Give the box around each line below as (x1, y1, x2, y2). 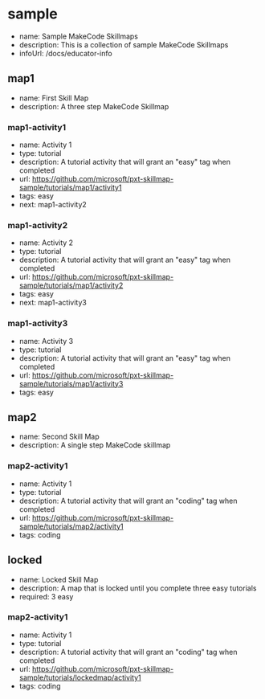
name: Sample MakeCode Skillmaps (18, 31, 138, 41)
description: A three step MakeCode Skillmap (18, 101, 169, 111)
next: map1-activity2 (18, 200, 88, 210)
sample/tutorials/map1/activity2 (18, 280, 124, 290)
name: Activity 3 (18, 336, 74, 345)
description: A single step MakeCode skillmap (18, 440, 171, 450)
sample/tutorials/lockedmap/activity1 (18, 672, 141, 682)
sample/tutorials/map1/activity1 (18, 182, 122, 193)
